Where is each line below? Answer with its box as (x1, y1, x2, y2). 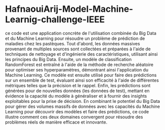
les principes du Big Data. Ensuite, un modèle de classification (5, 56, 132, 62)
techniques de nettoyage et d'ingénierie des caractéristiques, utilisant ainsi (5, 51, 158, 57)
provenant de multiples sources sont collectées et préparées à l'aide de (5, 46, 151, 52)
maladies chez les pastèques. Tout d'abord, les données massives (5, 40, 140, 46)
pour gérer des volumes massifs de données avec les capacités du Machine (5, 103, 160, 109)
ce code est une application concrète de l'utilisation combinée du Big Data (5, 30, 157, 36)
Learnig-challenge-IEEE (5, 14, 105, 25)
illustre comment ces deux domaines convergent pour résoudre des (5, 114, 143, 120)
